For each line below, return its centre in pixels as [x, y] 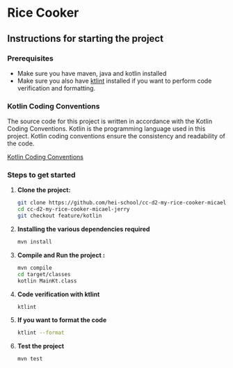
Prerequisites [30, 58]
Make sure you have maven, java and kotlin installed [92, 73]
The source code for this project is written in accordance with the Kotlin [110, 121]
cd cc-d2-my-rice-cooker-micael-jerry [73, 209]
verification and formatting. [56, 88]
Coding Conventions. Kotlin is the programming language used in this [106, 129]
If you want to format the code [62, 320]
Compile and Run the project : [61, 255]
